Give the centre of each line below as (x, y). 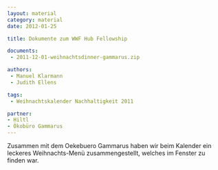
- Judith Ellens (33, 82)
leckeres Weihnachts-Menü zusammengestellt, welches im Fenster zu (106, 153)
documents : (23, 51)
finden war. (23, 160)
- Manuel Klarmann (36, 76)
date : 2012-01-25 (32, 26)
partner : (20, 114)
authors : (20, 70)
